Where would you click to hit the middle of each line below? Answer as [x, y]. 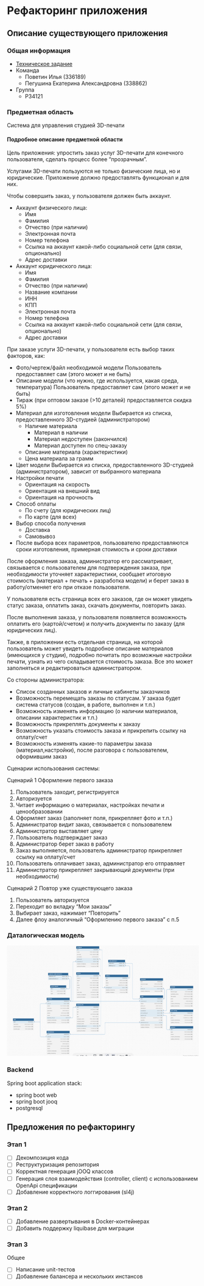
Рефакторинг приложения [77, 11]
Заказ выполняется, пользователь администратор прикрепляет [99, 851]
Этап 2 [17, 1208]
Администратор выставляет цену [59, 831]
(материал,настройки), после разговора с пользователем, [92, 750]
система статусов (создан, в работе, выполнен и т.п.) [86, 705]
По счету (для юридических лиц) [68, 510]
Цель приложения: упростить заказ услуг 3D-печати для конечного [95, 153]
